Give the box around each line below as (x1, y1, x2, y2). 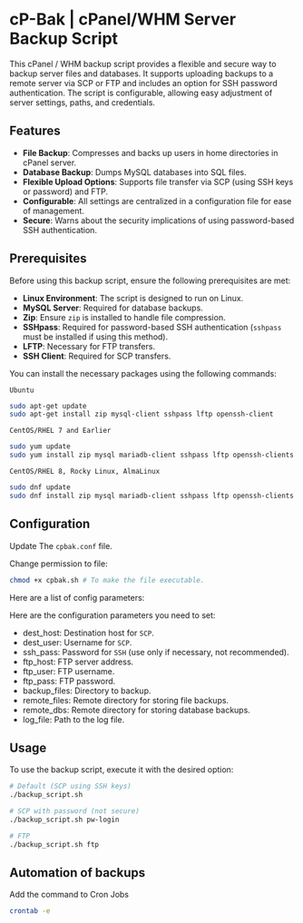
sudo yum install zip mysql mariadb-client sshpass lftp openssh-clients (9, 450, 295, 460)
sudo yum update (9, 442, 71, 451)
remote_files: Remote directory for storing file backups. (22, 694, 230, 705)
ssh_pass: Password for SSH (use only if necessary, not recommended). (22, 646, 290, 657)
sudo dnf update (9, 483, 71, 492)
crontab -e (9, 907, 51, 916)
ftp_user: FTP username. (22, 665, 115, 676)
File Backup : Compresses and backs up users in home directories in (22, 147, 279, 158)
